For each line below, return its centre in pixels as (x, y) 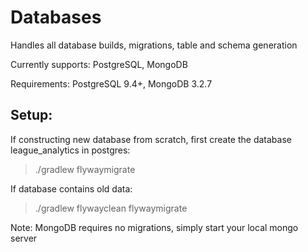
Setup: (31, 115)
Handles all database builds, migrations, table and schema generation (154, 45)
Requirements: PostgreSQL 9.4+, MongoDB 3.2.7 (111, 83)
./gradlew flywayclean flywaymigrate (111, 208)
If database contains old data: (71, 188)
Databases (56, 17)
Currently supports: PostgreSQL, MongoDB (99, 64)
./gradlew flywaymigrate (85, 169)
